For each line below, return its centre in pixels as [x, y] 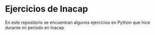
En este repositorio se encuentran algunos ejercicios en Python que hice [78, 22]
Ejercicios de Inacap [47, 9]
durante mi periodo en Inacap [35, 27]
